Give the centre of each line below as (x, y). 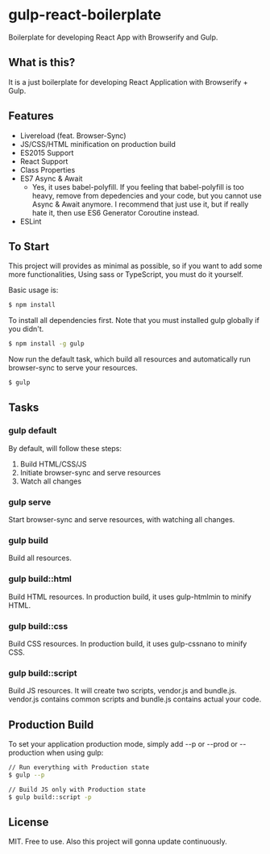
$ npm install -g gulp (46, 344)
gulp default (33, 431)
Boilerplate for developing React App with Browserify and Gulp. (113, 37)
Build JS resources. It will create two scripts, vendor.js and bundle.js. (123, 691)
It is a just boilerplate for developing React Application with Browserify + (128, 82)
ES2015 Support (47, 153)
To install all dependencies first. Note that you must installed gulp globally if (134, 320)
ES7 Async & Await (51, 178)
